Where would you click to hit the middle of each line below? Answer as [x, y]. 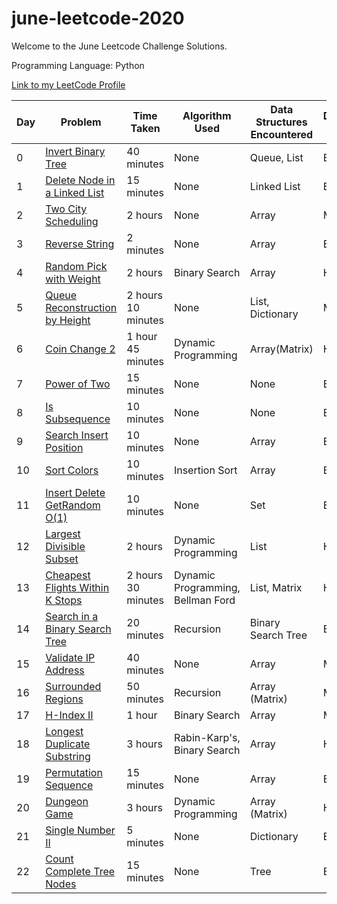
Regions [64, 699]
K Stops [64, 600]
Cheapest [68, 575]
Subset [62, 559]
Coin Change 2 [80, 349]
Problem [81, 122]
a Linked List [75, 192]
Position [64, 447]
